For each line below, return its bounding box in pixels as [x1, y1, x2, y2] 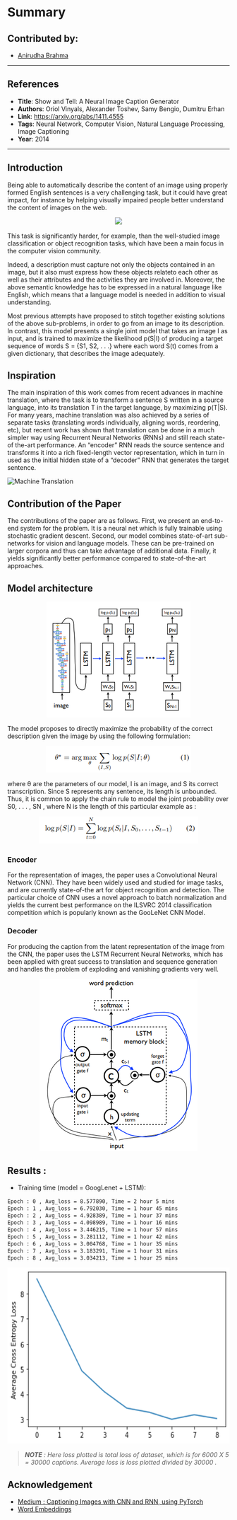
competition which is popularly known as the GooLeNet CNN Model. [7, 909, 206, 917]
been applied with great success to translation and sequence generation [7, 957, 218, 966]
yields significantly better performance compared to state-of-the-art [7, 554, 207, 563]
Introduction [7, 162, 63, 174]
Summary [7, 4, 66, 21]
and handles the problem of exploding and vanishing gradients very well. [7, 965, 219, 973]
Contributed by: [7, 33, 79, 45]
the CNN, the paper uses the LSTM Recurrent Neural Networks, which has [7, 950, 224, 958]
